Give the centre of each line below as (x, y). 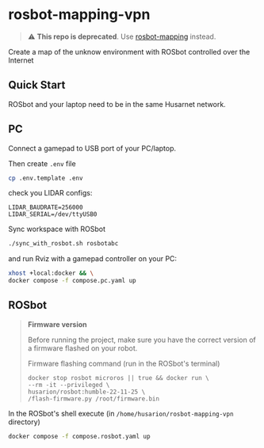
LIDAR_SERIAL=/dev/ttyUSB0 (53, 215)
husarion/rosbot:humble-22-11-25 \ (86, 392)
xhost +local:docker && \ (51, 273)
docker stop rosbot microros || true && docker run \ (118, 378)
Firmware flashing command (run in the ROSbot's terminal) (124, 363)
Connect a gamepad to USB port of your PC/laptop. (92, 148)
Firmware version (57, 324)
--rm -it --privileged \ (69, 385)
